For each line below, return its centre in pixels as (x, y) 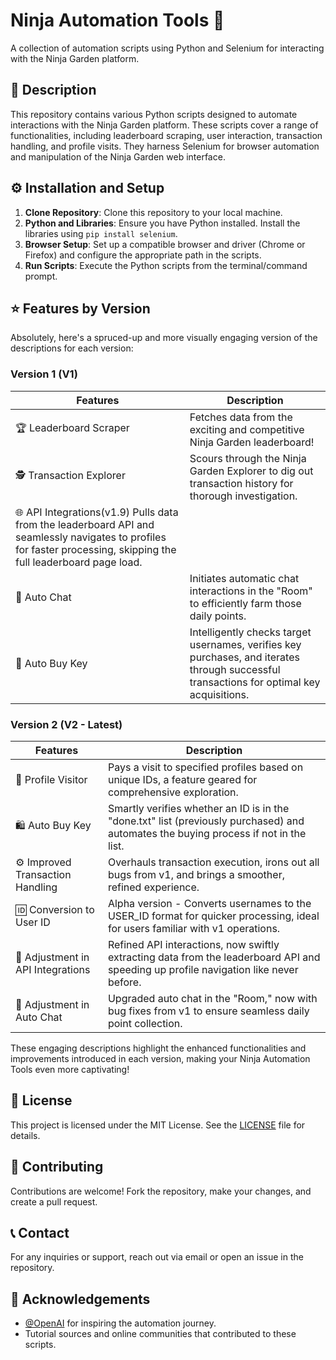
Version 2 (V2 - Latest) (66, 724)
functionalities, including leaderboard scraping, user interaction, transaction (166, 135)
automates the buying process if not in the (207, 833)
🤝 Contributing (57, 1167)
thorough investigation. (243, 496)
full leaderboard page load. (79, 562)
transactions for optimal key (255, 682)
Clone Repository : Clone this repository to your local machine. (153, 212)
